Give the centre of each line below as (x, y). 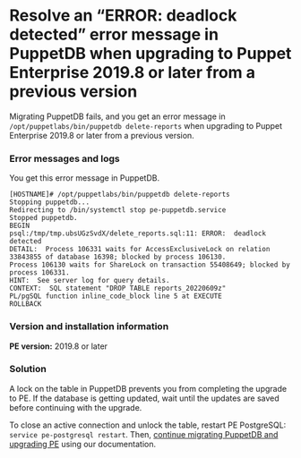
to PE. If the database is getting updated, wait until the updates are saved (144, 398)
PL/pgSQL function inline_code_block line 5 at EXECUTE (116, 296)
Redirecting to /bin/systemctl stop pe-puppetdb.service (118, 210)
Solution (28, 369)
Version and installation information (89, 327)
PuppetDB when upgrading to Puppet (150, 54)
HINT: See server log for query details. (90, 281)
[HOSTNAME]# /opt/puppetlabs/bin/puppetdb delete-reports (120, 195)
